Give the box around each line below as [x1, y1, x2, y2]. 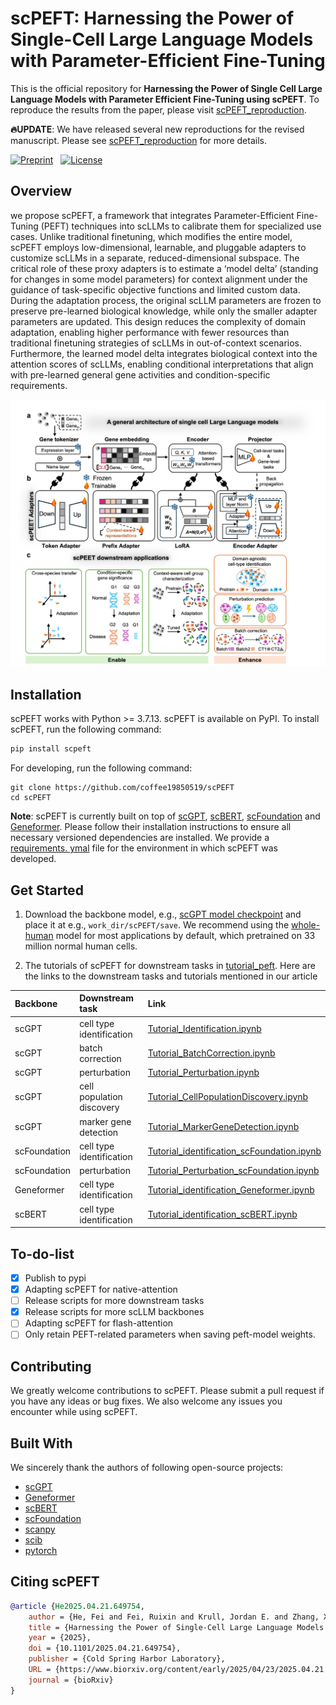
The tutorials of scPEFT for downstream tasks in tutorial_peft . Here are [24, 959, 316, 971]
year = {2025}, [28, 1633, 92, 1643]
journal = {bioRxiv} [28, 1675, 114, 1685]
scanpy [24, 1523, 56, 1536]
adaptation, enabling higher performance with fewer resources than [10, 326, 290, 338]
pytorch [24, 1545, 58, 1557]
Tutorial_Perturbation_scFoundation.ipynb [147, 1165, 320, 1177]
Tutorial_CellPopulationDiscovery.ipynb [147, 1091, 309, 1103]
